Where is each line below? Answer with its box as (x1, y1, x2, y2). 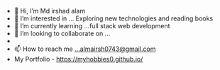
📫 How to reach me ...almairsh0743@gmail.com (13, 45, 156, 53)
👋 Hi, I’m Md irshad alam (13, 7, 86, 15)
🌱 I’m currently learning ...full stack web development (13, 22, 170, 30)
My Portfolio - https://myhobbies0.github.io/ (13, 55, 143, 63)
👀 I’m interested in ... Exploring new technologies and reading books (13, 14, 214, 23)
